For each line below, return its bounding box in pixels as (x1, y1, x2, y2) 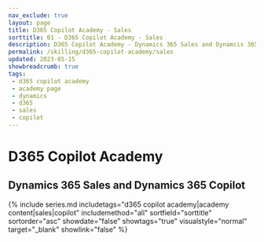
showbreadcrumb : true (8, 63, 79, 71)
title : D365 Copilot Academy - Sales (8, 26, 132, 34)
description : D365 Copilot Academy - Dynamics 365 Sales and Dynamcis (8, 41, 244, 49)
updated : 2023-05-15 (8, 56, 76, 64)
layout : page (8, 19, 51, 27)
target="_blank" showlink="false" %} (8, 225, 128, 234)
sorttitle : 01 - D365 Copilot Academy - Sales (8, 33, 163, 42)
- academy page (11, 84, 61, 93)
